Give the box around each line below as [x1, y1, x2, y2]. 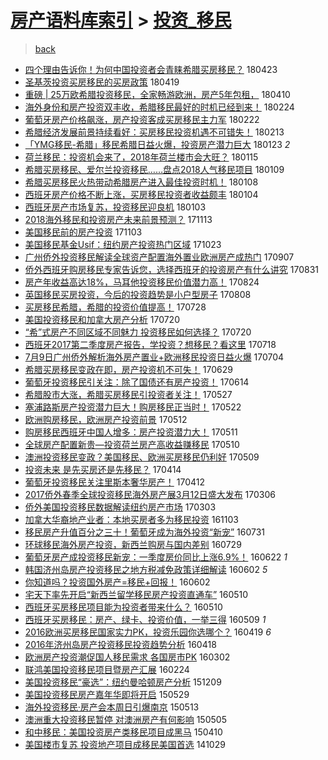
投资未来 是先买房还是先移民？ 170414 [24, 463, 182, 475]
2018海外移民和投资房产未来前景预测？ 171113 [24, 213, 213, 225]
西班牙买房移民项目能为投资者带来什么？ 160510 [24, 601, 223, 613]
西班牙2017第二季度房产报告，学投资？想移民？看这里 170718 [24, 338, 277, 350]
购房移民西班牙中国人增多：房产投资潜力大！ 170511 [24, 426, 238, 438]
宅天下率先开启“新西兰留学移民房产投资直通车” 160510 [24, 588, 249, 600]
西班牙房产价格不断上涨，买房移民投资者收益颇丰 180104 [24, 188, 259, 200]
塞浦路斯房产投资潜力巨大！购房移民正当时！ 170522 [24, 401, 242, 413]
